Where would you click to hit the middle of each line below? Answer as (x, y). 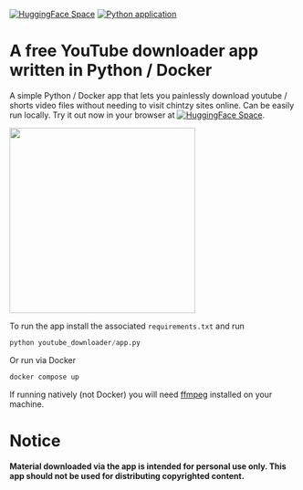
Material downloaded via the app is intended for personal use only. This (148, 466)
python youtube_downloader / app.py (75, 342)
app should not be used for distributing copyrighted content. (127, 475)
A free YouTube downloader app (134, 51)
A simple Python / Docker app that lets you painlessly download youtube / (148, 95)
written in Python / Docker (111, 71)
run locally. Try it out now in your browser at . (137, 115)
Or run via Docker (43, 360)
